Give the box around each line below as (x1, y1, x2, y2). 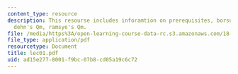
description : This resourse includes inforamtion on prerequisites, (7, 17, 214, 24)
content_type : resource (7, 10, 78, 18)
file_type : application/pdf (7, 37, 91, 44)
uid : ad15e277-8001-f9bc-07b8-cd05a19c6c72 (7, 56, 138, 63)
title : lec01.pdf (7, 50, 59, 57)
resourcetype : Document (7, 43, 78, 50)
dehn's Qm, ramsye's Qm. (13, 23, 87, 30)
